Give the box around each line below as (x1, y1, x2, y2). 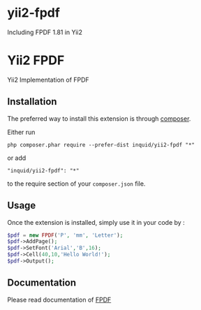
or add (7, 154, 27, 162)
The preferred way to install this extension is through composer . (7, 114, 191, 123)
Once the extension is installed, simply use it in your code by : (7, 218, 185, 226)
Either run (7, 128, 36, 136)
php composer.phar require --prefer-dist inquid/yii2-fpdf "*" (7, 141, 195, 148)
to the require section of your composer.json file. (7, 179, 146, 188)
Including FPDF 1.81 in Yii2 (7, 28, 82, 36)
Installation (7, 96, 57, 108)
